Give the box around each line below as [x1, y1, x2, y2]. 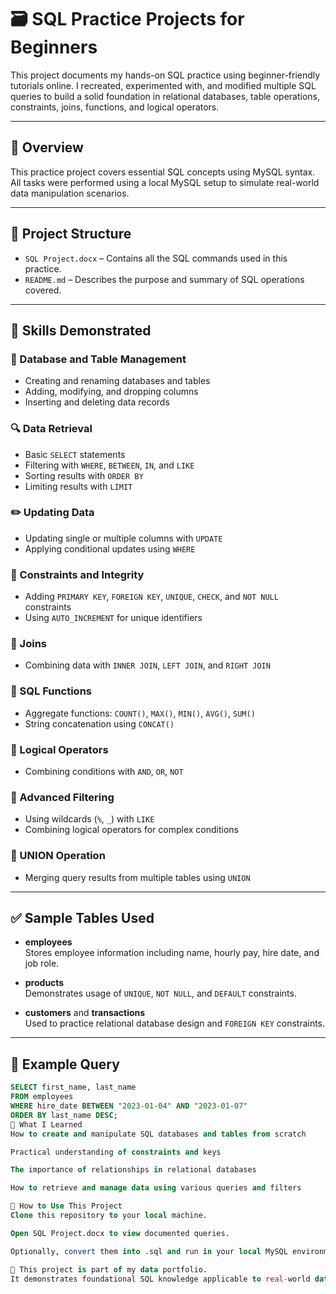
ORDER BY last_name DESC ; [10, 1110, 118, 1120]
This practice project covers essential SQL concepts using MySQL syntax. [10, 166, 316, 178]
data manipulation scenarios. [10, 187, 130, 199]
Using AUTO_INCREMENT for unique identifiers [24, 612, 203, 624]
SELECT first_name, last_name [10, 1082, 137, 1093]
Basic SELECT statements [24, 448, 126, 460]
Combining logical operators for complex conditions [24, 824, 239, 836]
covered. [24, 284, 62, 296]
